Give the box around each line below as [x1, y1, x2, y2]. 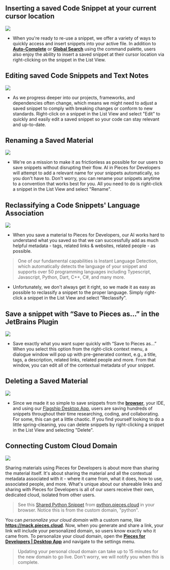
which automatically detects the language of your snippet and [17, 263, 147, 269]
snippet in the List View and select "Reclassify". [27, 295, 127, 301]
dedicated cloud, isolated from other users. [5, 492, 95, 498]
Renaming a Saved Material [5, 136, 94, 145]
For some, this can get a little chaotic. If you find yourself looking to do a [12, 416, 164, 422]
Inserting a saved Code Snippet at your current [5, 4, 156, 13]
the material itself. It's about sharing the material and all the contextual [5, 470, 152, 476]
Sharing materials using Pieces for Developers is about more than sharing [5, 465, 159, 471]
